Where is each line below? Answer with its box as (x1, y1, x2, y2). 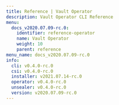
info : (6, 57, 19, 63)
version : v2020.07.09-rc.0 (11, 90, 77, 96)
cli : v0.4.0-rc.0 (11, 62, 54, 69)
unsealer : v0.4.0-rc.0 (11, 85, 66, 90)
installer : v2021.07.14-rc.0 (11, 73, 82, 79)
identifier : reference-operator (16, 30, 95, 36)
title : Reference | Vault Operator (6, 8, 93, 15)
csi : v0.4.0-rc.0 (11, 68, 54, 74)
